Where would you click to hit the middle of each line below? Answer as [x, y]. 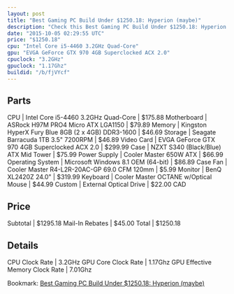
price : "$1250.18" [34, 40]
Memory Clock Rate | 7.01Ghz [50, 269]
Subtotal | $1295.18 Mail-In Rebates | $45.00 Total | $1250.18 [94, 223]
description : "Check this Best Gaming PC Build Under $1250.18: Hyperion [117, 27]
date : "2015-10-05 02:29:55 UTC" [56, 33]
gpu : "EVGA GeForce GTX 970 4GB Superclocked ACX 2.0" [89, 53]
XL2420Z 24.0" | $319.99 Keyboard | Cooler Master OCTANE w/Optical [110, 177]
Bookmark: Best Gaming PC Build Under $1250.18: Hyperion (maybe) [106, 283]
